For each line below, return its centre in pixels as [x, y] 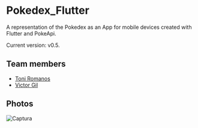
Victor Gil [26, 85]
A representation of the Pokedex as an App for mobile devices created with [99, 27]
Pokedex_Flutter [48, 11]
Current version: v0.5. [33, 45]
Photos [20, 104]
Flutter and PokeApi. [31, 33]
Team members [36, 64]
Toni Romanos [33, 78]
